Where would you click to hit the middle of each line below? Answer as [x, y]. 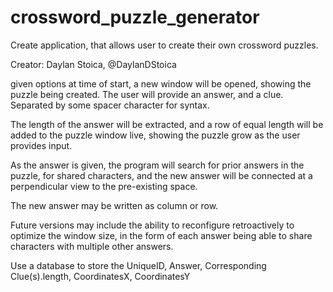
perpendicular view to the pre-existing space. [104, 186]
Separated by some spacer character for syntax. [110, 105]
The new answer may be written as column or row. [114, 205]
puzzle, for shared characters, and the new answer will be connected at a [161, 175]
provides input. [41, 145]
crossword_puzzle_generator [135, 17]
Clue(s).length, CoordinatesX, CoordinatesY [100, 276]
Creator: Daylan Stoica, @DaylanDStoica [93, 64]
